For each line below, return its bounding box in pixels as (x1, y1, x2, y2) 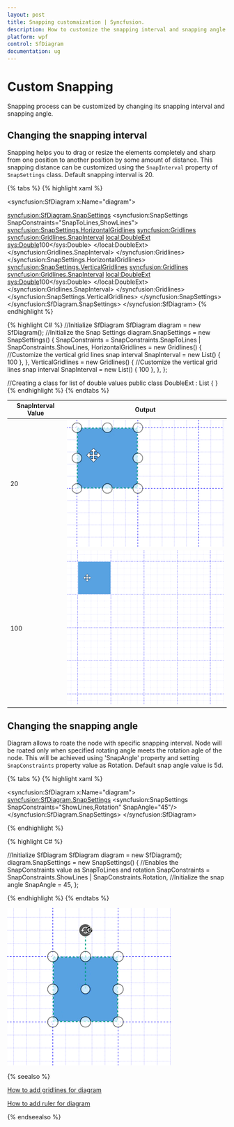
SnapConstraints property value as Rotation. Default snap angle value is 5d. (7, 761, 224, 769)
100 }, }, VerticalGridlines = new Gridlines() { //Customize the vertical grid (7, 358, 218, 366)
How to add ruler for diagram (7, 1099, 91, 1107)
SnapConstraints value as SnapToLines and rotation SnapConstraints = (7, 865, 210, 874)
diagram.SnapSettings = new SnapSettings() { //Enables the (7, 858, 179, 866)
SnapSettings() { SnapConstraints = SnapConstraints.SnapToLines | (7, 335, 201, 344)
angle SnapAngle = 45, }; (7, 880, 79, 888)
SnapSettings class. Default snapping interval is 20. (7, 170, 155, 179)
